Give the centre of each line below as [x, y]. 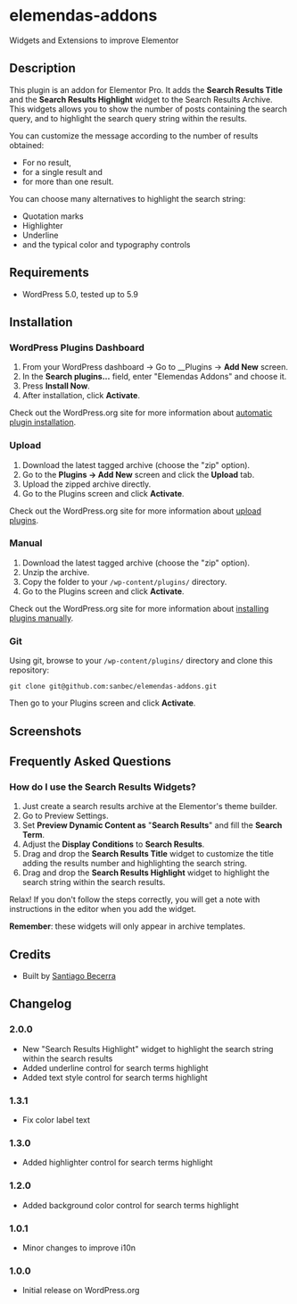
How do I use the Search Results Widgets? [103, 787]
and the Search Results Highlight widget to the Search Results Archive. [141, 99]
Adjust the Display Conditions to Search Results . [113, 844]
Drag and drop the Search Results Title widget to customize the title [148, 854]
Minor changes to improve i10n [79, 1248]
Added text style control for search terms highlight [115, 1077]
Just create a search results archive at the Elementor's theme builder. [150, 807]
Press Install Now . [56, 386]
